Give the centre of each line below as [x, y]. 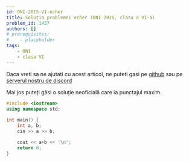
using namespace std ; [34, 109]
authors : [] [21, 29]
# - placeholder [31, 40]
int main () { [23, 120]
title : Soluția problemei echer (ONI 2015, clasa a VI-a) [81, 18]
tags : [13, 46]
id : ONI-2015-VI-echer [35, 12]
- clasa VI [31, 57]
